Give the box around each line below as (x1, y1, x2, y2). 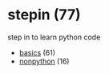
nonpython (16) (18, 56, 70, 66)
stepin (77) (7, 6, 81, 24)
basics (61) (18, 47, 56, 57)
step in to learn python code (7, 32, 101, 42)
